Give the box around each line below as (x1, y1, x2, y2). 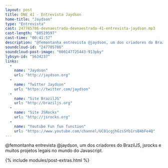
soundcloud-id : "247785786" (5, 45, 64, 50)
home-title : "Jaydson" (5, 17, 52, 22)
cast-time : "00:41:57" (5, 36, 52, 41)
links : (5, 59, 19, 64)
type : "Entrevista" (5, 21, 46, 27)
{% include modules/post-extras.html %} (5, 157, 90, 163)
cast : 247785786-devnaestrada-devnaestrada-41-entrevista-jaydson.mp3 (5, 26, 155, 31)
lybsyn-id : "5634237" (5, 54, 50, 59)
